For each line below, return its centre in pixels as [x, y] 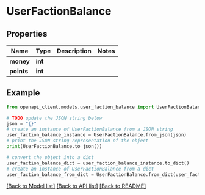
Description [74, 51]
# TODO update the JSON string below [54, 118]
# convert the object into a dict [50, 157]
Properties [27, 34]
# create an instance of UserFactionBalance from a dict [80, 169]
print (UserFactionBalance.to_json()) [54, 147]
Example [23, 93]
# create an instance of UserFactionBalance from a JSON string [90, 130]
